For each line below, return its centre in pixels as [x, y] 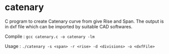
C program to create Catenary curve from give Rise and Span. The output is [84, 21]
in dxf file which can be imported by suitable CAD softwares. [69, 26]
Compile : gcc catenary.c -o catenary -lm [50, 36]
